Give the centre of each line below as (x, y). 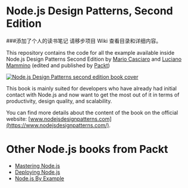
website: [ (18, 119)
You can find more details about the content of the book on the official (92, 112)
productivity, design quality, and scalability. (59, 101)
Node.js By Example (39, 178)
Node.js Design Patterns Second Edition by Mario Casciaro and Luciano (94, 59)
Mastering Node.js (37, 165)
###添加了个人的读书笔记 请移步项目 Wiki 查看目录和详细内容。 (84, 40)
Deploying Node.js (37, 172)
